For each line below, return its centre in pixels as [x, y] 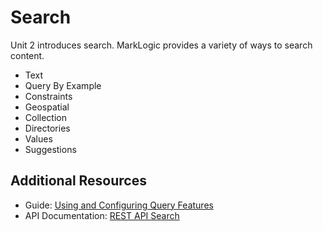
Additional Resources [78, 181]
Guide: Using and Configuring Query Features [119, 205]
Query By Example [63, 85]
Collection [45, 117]
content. [27, 55]
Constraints [48, 96]
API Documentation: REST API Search [102, 215]
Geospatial [47, 107]
